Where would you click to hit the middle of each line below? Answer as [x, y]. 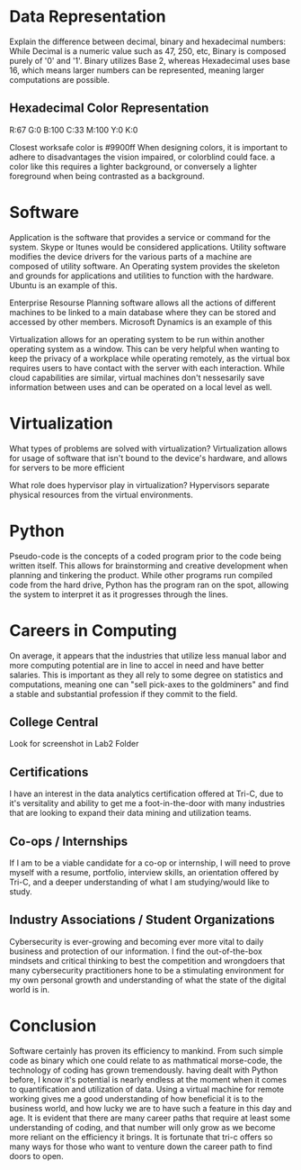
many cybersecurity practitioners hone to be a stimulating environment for [147, 970]
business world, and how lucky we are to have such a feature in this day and [150, 1108]
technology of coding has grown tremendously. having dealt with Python [144, 1070]
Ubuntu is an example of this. [63, 285]
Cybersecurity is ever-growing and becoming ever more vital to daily [137, 941]
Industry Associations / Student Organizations [142, 920]
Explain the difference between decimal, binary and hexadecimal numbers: [147, 41]
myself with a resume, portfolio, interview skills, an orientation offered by [144, 872]
